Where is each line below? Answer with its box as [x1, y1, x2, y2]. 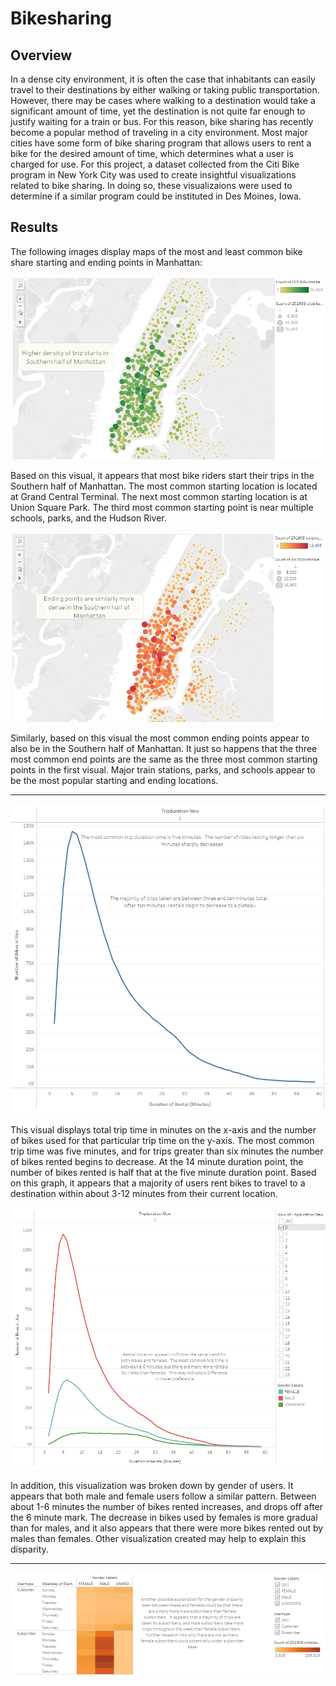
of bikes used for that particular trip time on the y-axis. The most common [10, 1135, 315, 1147]
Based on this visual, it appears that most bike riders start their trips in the [10, 470, 315, 482]
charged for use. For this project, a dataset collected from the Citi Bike [10, 158, 300, 170]
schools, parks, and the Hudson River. [10, 512, 167, 524]
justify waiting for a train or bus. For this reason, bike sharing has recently [10, 116, 314, 127]
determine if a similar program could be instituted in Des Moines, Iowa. [10, 190, 302, 202]
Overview [10, 47, 73, 64]
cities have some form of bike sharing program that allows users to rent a [10, 137, 312, 149]
